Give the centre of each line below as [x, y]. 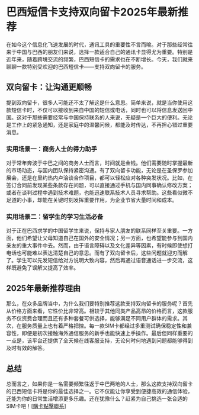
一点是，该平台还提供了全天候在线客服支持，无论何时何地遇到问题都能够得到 [99, 340]
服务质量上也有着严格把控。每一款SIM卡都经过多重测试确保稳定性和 [104, 326]
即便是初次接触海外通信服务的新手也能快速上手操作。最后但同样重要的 [107, 333]
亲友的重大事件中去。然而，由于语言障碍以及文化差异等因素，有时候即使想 [97, 246]
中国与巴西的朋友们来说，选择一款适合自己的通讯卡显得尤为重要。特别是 [105, 52]
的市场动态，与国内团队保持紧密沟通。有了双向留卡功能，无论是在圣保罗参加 [99, 170]
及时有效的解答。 [27, 348]
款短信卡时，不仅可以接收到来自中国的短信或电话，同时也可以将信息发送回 [97, 110]
